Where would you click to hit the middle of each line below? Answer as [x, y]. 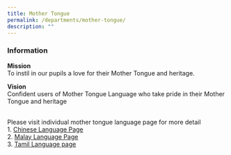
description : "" [31, 26]
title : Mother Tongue [39, 13]
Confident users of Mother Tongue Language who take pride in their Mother [116, 93]
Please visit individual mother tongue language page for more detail [104, 122]
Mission [19, 66]
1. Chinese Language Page [45, 129]
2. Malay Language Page [43, 136]
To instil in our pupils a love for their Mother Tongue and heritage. [101, 73]
